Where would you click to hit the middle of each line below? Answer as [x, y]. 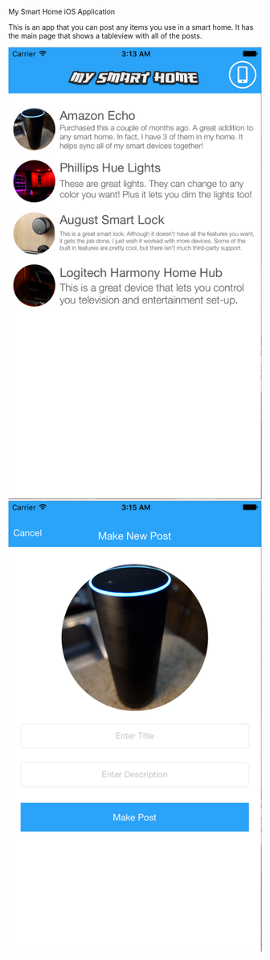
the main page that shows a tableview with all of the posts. [105, 36]
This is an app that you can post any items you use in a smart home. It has [131, 27]
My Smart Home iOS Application [62, 12]
